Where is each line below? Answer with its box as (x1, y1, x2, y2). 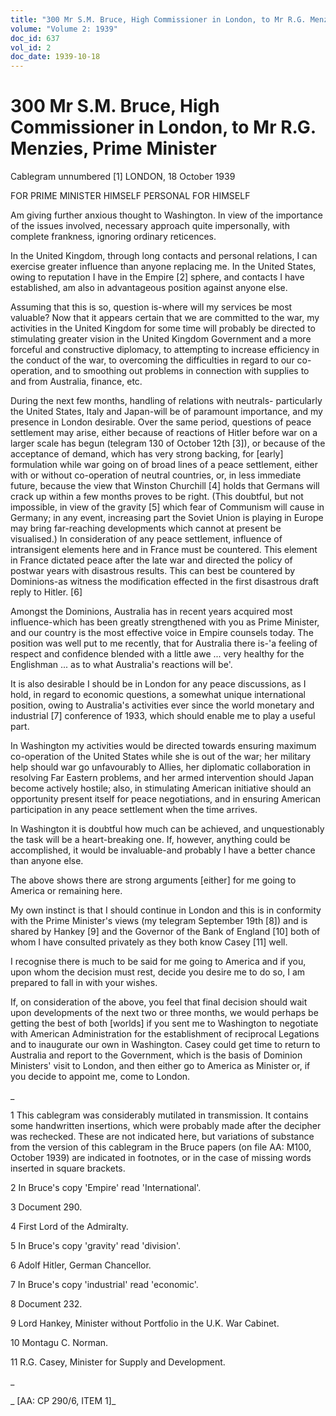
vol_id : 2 (10, 42, 52, 53)
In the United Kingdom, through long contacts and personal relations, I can (10, 250, 318, 262)
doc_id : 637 (10, 33, 60, 43)
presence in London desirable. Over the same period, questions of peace (10, 416, 312, 428)
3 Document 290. (10, 1201, 83, 1213)
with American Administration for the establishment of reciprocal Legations (10, 1028, 320, 1040)
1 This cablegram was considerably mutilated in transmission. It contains (10, 1109, 309, 1121)
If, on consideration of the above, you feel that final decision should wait (10, 996, 308, 1008)
